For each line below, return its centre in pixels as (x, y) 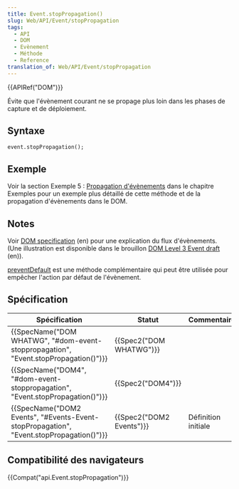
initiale (199, 426)
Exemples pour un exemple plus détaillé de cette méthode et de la (104, 194)
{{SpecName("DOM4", (49, 369)
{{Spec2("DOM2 (142, 417)
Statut (148, 320)
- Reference (32, 61)
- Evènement (32, 47)
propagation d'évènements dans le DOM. (68, 201)
